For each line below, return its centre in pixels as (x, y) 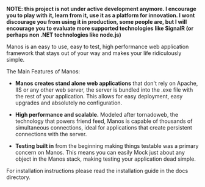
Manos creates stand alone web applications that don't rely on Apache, (106, 83)
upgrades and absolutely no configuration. (69, 103)
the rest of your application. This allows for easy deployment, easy (99, 96)
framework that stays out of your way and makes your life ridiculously (94, 53)
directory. (18, 177)
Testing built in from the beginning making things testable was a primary (107, 146)
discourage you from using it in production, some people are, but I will (97, 22)
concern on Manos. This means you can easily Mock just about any (100, 152)
